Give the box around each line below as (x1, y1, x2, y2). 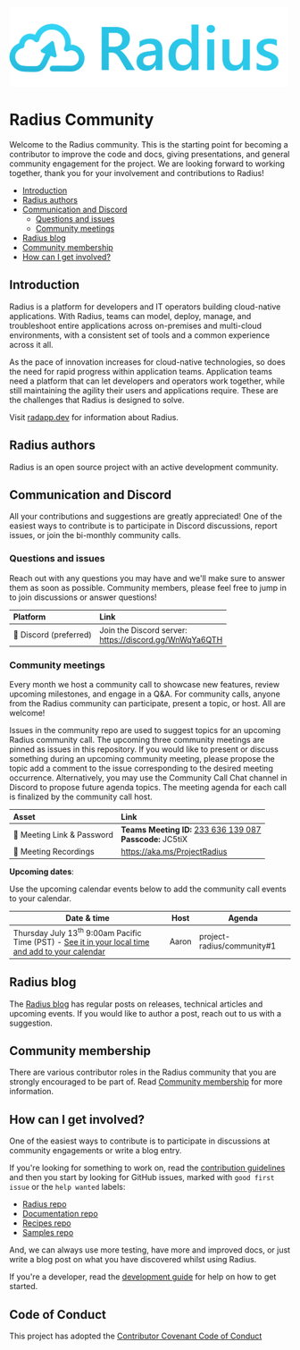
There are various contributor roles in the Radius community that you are (9, 1067, 277, 1078)
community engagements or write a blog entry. (9, 1145, 182, 1156)
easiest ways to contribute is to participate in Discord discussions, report (9, 520, 279, 531)
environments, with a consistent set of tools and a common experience (9, 329, 271, 341)
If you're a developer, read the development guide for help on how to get (9, 1271, 277, 1282)
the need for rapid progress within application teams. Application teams (9, 366, 272, 376)
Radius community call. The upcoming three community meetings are (9, 735, 265, 746)
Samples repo (21, 1228, 74, 1238)
